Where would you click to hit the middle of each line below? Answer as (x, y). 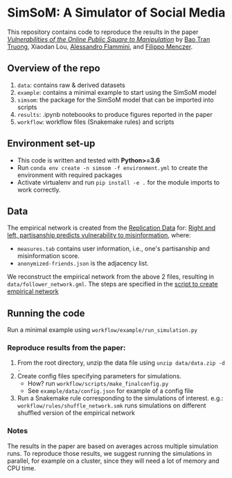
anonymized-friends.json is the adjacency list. (83, 264)
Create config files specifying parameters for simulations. (99, 376)
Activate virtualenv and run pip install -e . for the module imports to (118, 182)
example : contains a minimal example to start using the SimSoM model (117, 92)
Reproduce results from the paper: (66, 348)
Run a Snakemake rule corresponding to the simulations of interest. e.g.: (120, 398)
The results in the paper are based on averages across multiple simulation (113, 446)
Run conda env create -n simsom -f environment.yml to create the (112, 167)
